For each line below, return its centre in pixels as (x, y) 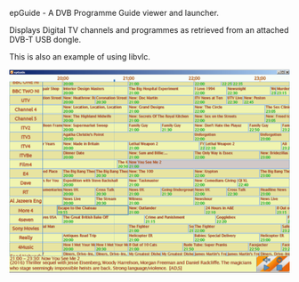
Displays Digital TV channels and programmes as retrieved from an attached (149, 30)
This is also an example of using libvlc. (80, 56)
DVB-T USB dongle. (45, 40)
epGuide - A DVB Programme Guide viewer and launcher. (114, 13)
